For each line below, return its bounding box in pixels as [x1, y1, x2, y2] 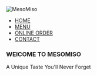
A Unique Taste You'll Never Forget [6, 64, 91, 71]
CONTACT [14, 36, 40, 43]
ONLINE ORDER [14, 29, 53, 36]
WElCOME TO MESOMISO [6, 50, 81, 58]
